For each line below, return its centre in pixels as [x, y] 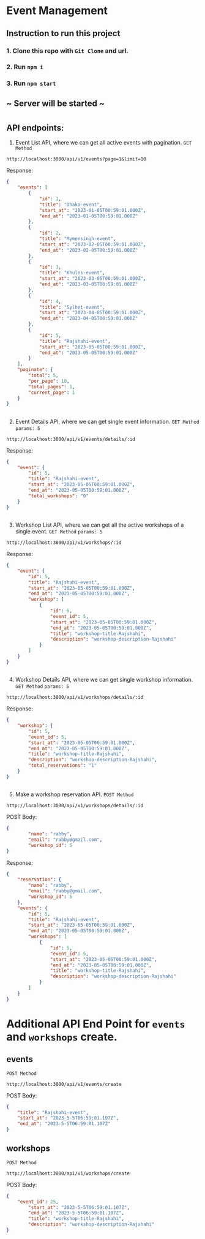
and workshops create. [62, 1037]
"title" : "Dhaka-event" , [71, 205]
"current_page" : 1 [52, 393]
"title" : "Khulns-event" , [72, 273]
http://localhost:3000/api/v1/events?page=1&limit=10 [76, 159]
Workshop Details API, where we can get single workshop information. [104, 680]
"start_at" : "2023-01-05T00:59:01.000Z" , [93, 210]
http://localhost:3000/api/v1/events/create [64, 1084]
